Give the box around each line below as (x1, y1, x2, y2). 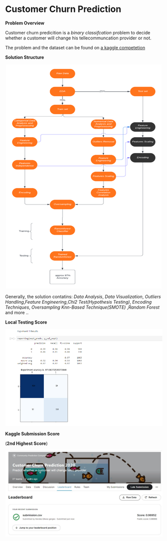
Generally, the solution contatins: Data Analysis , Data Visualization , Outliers (5, 293, 161, 300)
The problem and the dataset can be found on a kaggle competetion (5, 44, 146, 50)
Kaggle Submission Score (5, 430, 60, 437)
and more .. (5, 309, 29, 315)
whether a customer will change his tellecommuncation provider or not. (5, 35, 152, 41)
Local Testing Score (5, 319, 47, 325)
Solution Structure (5, 54, 44, 60)
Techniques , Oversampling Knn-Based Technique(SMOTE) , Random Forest (5, 304, 160, 310)
